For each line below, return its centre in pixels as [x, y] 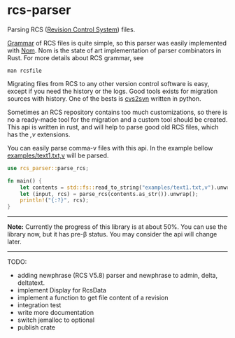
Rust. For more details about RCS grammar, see [76, 57]
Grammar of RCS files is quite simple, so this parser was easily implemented [117, 43]
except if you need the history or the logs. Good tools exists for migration [113, 91]
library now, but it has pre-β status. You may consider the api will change [112, 234]
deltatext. [31, 283]
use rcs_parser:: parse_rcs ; [48, 168]
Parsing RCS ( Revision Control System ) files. [71, 29]
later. [15, 242]
